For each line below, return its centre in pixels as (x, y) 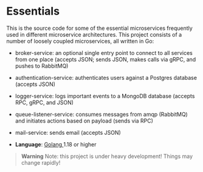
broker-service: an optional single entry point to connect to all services (104, 52)
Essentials (33, 11)
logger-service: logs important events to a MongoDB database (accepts (105, 96)
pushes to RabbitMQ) (42, 66)
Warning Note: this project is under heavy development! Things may (107, 156)
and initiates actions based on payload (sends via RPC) (84, 121)
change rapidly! (41, 162)
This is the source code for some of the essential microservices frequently (99, 28)
